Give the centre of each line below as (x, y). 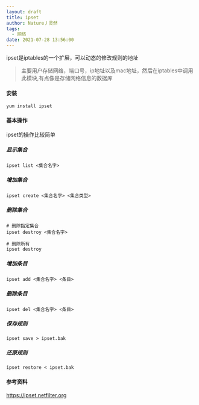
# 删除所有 (18, 244)
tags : (13, 29)
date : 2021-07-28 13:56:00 (40, 40)
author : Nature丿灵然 (32, 23)
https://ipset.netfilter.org (36, 395)
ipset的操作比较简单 (31, 135)
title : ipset (23, 17)
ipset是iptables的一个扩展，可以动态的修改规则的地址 (72, 58)
